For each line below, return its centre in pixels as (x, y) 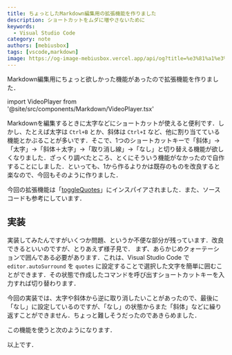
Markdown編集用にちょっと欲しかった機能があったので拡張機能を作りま (110, 79)
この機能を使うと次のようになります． (61, 329)
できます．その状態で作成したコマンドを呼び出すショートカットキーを (119, 274)
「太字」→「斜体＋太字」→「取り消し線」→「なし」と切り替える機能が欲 (113, 148)
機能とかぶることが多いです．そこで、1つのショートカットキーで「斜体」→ (114, 140)
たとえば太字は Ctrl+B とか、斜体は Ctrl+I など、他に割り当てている (123, 131)
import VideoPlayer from (42, 102)
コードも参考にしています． (47, 198)
